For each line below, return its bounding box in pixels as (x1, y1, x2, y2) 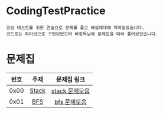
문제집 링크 (56, 75, 86, 83)
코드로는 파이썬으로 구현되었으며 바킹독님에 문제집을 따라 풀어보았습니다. (6, 31, 158, 37)
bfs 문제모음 (54, 97, 87, 106)
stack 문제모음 (51, 87, 90, 95)
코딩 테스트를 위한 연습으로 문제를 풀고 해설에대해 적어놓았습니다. (6, 25, 145, 31)
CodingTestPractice (6, 4, 106, 18)
